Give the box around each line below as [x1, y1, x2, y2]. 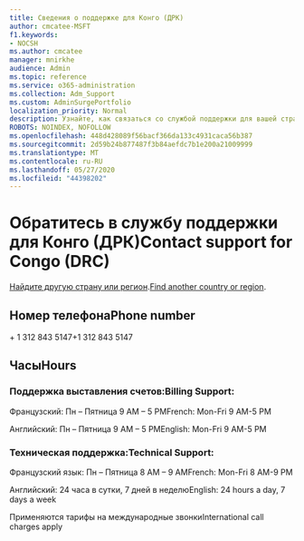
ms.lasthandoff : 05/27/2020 [9, 165, 116, 174]
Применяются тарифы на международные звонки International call [9, 511, 264, 522]
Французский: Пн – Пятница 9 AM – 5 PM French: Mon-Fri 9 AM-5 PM [9, 406, 271, 417]
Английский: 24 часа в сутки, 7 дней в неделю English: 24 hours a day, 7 [9, 484, 286, 495]
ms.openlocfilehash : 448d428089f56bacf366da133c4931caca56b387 [9, 132, 253, 141]
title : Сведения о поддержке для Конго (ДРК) [9, 13, 184, 23]
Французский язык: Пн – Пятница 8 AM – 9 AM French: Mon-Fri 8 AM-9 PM [9, 467, 293, 477]
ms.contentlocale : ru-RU [9, 156, 103, 166]
